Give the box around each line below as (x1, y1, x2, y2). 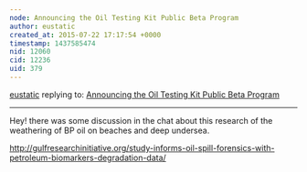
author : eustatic (9, 22, 76, 31)
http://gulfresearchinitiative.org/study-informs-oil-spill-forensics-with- (9, 142, 275, 153)
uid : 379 (9, 65, 43, 74)
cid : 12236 (9, 56, 51, 65)
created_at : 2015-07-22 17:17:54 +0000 (9, 30, 162, 39)
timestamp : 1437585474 (9, 38, 96, 48)
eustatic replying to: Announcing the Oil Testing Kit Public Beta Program (9, 88, 281, 100)
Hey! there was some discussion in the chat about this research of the (9, 115, 273, 126)
